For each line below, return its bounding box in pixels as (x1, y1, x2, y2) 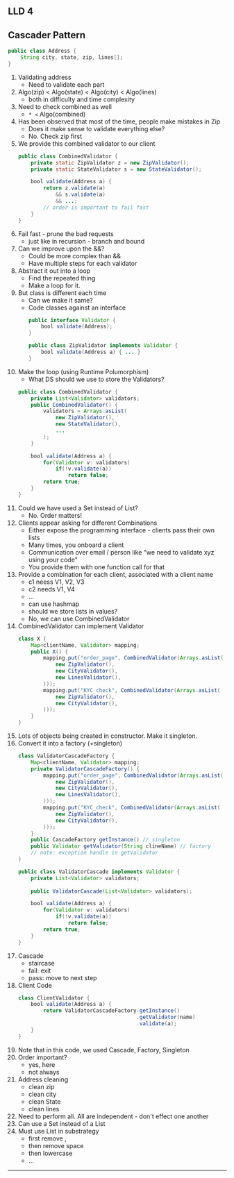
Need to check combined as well (17, 102, 112, 110)
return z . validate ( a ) (43, 185, 106, 192)
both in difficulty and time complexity (28, 95, 135, 103)
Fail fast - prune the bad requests (17, 229, 114, 238)
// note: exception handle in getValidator (31, 850, 158, 857)
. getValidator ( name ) (135, 1013, 196, 1021)
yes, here (28, 1060, 56, 1068)
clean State (28, 1097, 61, 1106)
